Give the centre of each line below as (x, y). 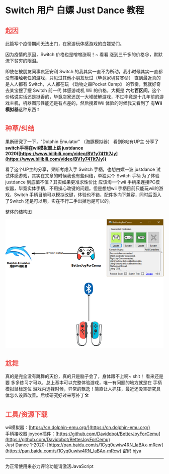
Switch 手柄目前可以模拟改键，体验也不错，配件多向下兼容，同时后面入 (88, 195)
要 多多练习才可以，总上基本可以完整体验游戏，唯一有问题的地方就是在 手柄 (83, 383)
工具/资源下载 (26, 414)
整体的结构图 (18, 211)
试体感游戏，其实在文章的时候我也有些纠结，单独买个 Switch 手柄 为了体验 (82, 175)
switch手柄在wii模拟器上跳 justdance (44, 148)
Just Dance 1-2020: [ (27, 445)
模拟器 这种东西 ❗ (22, 109)
